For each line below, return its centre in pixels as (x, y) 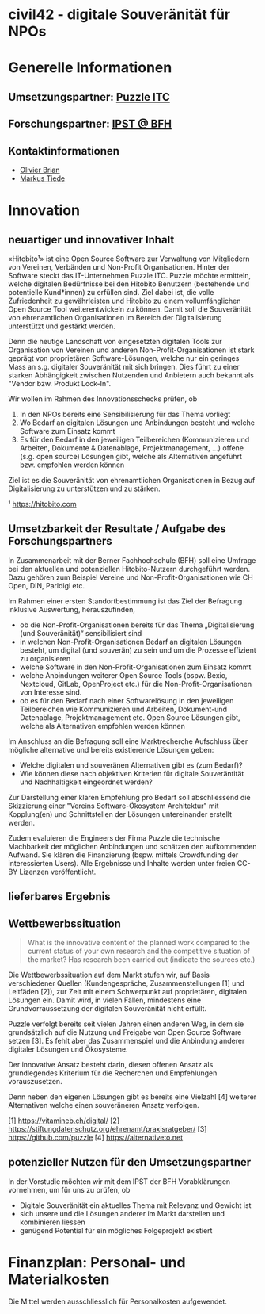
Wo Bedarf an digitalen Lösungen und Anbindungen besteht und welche (137, 423)
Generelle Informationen (90, 68)
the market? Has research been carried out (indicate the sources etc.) (141, 959)
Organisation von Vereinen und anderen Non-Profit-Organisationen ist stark (131, 350)
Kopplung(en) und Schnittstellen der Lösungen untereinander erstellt (120, 814)
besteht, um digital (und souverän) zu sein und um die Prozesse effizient (138, 650)
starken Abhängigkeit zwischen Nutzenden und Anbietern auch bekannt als (131, 375)
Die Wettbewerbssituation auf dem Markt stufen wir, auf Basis (109, 975)
